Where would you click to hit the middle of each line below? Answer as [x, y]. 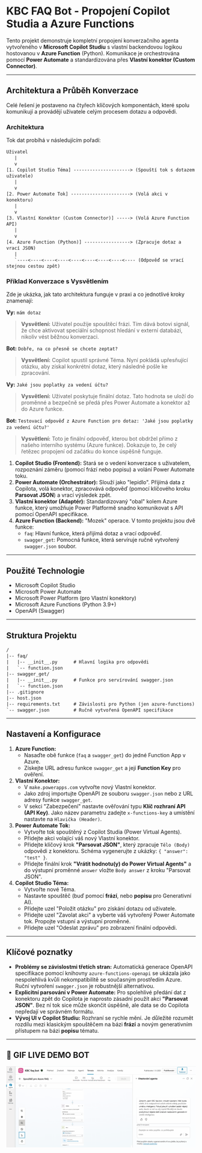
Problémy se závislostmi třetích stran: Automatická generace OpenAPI [104, 967]
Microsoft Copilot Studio [45, 585]
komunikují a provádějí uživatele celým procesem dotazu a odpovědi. [92, 111]
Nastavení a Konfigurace [54, 734]
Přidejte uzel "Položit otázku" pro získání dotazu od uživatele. [100, 908]
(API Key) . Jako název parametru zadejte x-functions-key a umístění [109, 813]
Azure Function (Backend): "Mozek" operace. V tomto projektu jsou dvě [105, 521]
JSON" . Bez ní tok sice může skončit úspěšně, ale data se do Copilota [102, 1005]
